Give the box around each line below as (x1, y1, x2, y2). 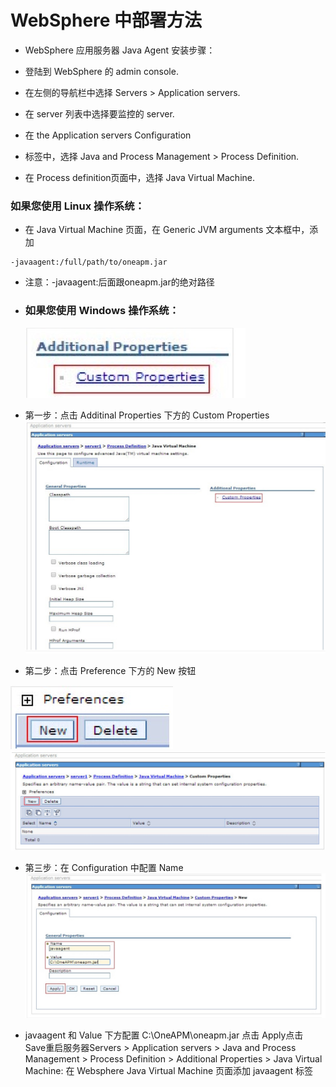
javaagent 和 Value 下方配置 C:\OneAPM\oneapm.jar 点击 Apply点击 (24, 1029, 304, 1041)
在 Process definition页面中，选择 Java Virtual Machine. (24, 171, 256, 183)
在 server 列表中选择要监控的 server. (24, 107, 175, 120)
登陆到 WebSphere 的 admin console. (24, 65, 179, 77)
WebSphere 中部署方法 (10, 9, 203, 32)
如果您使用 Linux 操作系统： (10, 199, 145, 213)
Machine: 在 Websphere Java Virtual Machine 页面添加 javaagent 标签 (24, 1065, 314, 1077)
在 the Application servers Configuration (24, 129, 192, 141)
